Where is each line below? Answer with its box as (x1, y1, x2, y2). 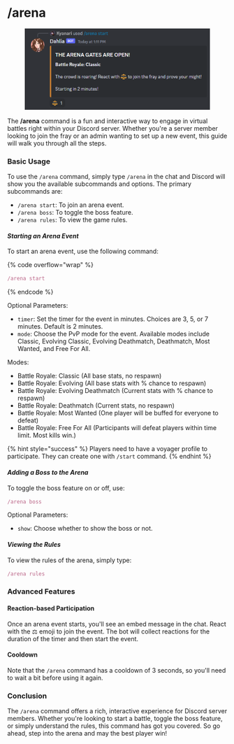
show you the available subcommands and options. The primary (7, 180, 192, 188)
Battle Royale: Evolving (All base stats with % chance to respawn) (17, 379, 207, 387)
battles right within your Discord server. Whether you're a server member (7, 124, 219, 132)
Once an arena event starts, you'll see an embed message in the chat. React (7, 620, 227, 628)
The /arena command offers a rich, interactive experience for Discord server (7, 707, 228, 715)
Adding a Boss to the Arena (7, 468, 89, 476)
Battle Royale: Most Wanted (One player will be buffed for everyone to (17, 409, 219, 417)
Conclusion (7, 691, 47, 701)
